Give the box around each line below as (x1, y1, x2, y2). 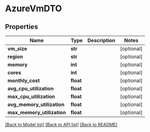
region (7, 53, 23, 60)
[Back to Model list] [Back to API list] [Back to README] (5, 122, 118, 128)
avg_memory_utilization (7, 101, 65, 108)
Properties (5, 23, 38, 31)
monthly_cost (7, 77, 40, 84)
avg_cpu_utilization (7, 85, 54, 92)
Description (87, 37, 116, 44)
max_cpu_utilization (7, 93, 55, 100)
